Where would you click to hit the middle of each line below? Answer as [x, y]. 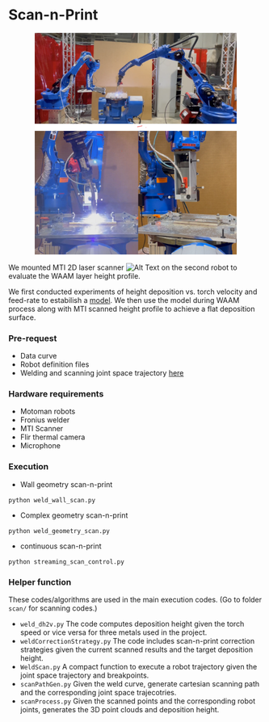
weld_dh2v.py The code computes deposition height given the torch [132, 624]
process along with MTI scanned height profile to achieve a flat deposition [132, 309]
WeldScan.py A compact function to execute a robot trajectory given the [139, 667]
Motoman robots [48, 411]
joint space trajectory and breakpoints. [84, 675]
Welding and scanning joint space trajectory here [102, 373]
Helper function [40, 581]
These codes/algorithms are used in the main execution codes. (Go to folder [135, 600]
